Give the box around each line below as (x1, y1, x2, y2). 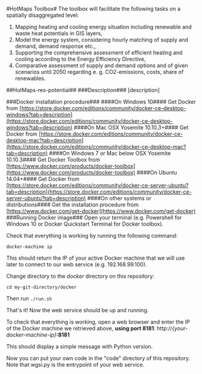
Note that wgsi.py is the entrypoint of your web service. (6, 361, 145, 368)
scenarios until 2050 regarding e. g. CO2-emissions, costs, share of (14, 68, 184, 75)
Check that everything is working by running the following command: (6, 232, 178, 239)
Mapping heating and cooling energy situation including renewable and (14, 24, 192, 30)
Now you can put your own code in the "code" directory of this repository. (6, 355, 191, 362)
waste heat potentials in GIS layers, (14, 30, 103, 37)
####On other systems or (87, 195, 152, 202)
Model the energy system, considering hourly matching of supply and (14, 36, 189, 43)
